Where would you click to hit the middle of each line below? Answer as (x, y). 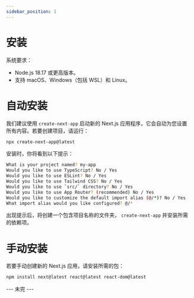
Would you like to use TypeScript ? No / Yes (62, 170)
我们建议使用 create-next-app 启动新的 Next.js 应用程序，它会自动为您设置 (97, 123)
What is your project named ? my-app (51, 165)
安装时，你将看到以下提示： (40, 154)
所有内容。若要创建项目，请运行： (47, 131)
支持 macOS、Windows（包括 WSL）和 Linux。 (73, 80)
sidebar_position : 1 (32, 11)
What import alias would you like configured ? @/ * (70, 203)
